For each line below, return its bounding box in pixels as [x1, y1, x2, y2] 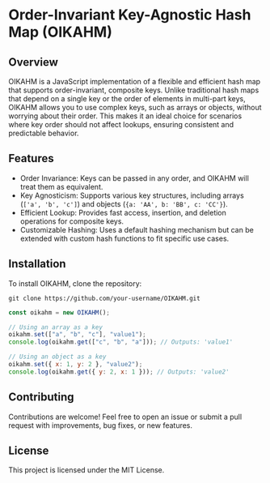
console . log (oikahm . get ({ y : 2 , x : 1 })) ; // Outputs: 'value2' [8, 367, 230, 376]
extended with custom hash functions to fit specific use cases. [19, 233, 230, 243]
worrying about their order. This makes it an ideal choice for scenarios [8, 111, 243, 121]
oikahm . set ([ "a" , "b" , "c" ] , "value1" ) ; [8, 331, 147, 339]
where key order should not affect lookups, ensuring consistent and [8, 120, 234, 129]
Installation [8, 257, 66, 271]
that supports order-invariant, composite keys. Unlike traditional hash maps [8, 85, 259, 95]
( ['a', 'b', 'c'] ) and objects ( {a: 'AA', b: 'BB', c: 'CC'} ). [19, 199, 228, 208]
